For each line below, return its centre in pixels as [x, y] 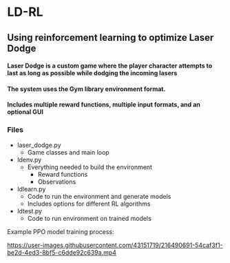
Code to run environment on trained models [89, 218]
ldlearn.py [31, 189]
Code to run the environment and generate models [99, 196]
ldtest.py [30, 211]
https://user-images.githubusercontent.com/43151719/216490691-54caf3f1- [115, 245]
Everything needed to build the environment [90, 167]
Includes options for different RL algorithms [89, 204]
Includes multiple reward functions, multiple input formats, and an [104, 105]
